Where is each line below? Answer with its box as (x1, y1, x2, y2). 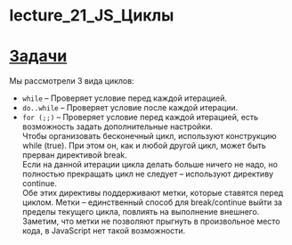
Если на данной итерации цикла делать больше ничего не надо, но (21, 159, 279, 170)
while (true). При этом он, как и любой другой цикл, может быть (21, 140, 267, 151)
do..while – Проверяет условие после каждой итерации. (21, 102, 239, 113)
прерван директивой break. (21, 150, 127, 160)
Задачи (9, 46, 68, 67)
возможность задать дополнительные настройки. (21, 121, 213, 132)
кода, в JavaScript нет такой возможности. (21, 225, 186, 236)
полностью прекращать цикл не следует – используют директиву (21, 168, 274, 179)
